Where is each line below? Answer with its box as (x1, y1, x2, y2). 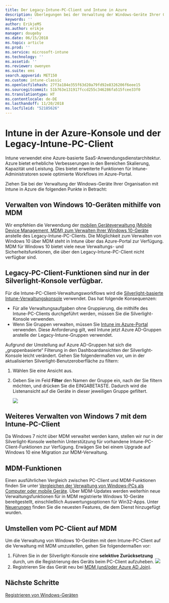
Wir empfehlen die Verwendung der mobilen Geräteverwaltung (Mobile (5, 222, 152, 228)
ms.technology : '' (5, 54, 44, 59)
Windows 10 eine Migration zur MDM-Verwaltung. (5, 449, 109, 455)
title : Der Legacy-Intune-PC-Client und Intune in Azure (5, 7, 127, 13)
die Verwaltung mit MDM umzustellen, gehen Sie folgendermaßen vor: (5, 543, 151, 549)
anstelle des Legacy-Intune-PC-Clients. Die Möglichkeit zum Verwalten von (5, 232, 162, 238)
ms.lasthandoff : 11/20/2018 (5, 101, 64, 106)
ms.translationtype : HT (5, 92, 55, 97)
